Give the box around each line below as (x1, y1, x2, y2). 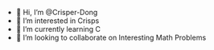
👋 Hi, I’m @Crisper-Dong (15, 8, 98, 17)
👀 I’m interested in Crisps (15, 16, 100, 25)
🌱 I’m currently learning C (15, 25, 101, 33)
